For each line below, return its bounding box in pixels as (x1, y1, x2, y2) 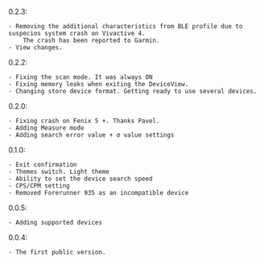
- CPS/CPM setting (8, 182, 70, 190)
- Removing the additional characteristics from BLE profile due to (8, 23, 243, 31)
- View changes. (8, 43, 63, 52)
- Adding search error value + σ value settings (8, 131, 175, 139)
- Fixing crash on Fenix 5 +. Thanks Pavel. (8, 117, 160, 125)
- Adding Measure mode (8, 124, 85, 132)
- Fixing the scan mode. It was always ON (8, 73, 153, 81)
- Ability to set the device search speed (8, 175, 153, 183)
